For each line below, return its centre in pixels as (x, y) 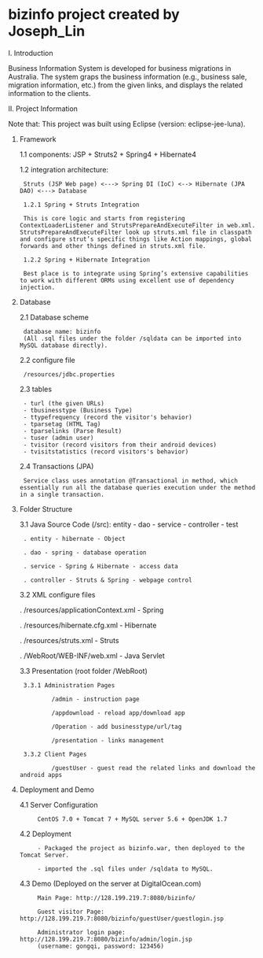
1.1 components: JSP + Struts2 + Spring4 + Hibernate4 (108, 154)
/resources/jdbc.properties (69, 374)
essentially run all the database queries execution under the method (137, 487)
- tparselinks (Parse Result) (73, 431)
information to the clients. (49, 93)
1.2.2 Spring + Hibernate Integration (87, 260)
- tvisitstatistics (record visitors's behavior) (106, 451)
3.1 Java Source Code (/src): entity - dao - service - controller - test (129, 524)
